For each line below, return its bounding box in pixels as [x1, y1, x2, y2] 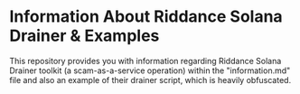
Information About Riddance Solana [9, 6, 283, 27]
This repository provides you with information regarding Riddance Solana [9, 55, 282, 66]
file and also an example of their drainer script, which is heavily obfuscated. [9, 74, 292, 85]
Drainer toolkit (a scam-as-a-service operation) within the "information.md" [9, 65, 291, 76]
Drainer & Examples [9, 25, 160, 46]
